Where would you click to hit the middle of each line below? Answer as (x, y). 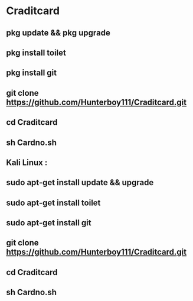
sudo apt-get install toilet (53, 203)
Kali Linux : (27, 162)
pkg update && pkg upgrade (58, 33)
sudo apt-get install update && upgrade (80, 182)
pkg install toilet (36, 52)
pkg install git (32, 73)
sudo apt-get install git (49, 223)
